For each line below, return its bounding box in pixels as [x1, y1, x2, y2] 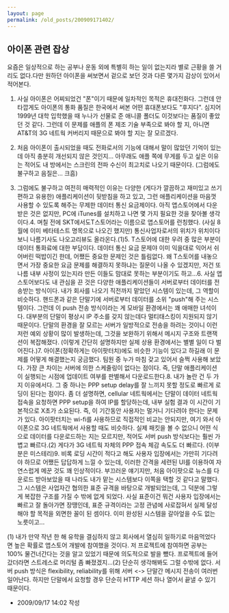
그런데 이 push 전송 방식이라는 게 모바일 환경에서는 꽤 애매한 [37, 304, 199, 312]
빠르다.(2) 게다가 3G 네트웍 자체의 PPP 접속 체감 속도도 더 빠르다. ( [29, 441, 208, 449]
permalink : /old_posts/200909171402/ [7, 16, 115, 23]
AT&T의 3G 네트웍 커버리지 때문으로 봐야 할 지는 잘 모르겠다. [16, 129, 179, 137]
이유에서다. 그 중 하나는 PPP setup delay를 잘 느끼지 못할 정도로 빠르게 [24, 381, 214, 389]
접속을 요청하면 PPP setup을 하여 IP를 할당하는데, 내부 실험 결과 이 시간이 [16, 398, 214, 407]
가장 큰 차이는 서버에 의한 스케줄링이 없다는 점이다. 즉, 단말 [26, 364, 183, 372]
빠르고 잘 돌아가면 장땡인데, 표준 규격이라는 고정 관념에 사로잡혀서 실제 [16, 501, 205, 509]
